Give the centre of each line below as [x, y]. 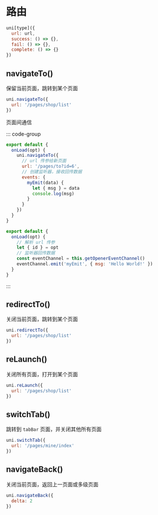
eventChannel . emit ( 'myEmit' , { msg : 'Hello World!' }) [85, 264]
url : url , [23, 33]
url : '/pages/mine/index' [43, 446]
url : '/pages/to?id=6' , [51, 166]
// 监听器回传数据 [36, 253]
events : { [33, 177]
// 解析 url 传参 [36, 242]
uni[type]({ [20, 28]
